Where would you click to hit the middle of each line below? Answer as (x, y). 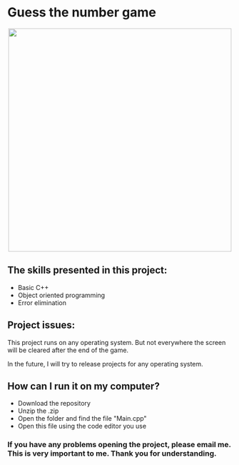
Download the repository (54, 404)
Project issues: (41, 325)
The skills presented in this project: (87, 270)
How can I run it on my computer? (84, 386)
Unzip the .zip (38, 411)
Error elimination (42, 302)
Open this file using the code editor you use (82, 426)
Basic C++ (33, 287)
